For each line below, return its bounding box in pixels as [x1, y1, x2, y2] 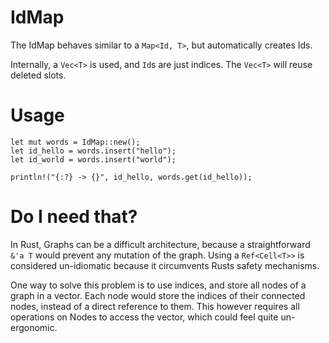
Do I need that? [10, 206, 138, 228]
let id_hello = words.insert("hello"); [10, 146, 177, 156]
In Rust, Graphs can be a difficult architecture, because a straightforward [10, 238, 311, 250]
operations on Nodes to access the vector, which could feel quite [10, 311, 279, 323]
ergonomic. [10, 321, 58, 333]
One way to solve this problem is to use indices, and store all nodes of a [10, 279, 307, 291]
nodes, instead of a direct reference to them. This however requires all [10, 300, 300, 312]
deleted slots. [10, 69, 67, 81]
